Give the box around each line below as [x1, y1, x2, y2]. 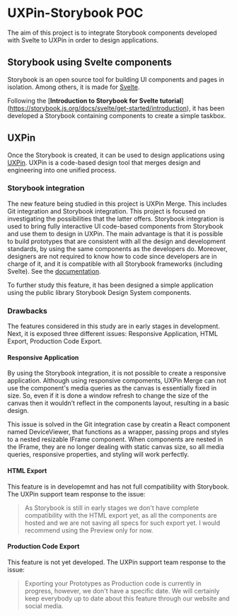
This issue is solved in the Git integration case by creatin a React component [7, 420, 231, 429]
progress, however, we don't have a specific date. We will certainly [24, 586, 220, 595]
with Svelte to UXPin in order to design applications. [7, 35, 159, 44]
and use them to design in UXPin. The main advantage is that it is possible [7, 229, 224, 238]
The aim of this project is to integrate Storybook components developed [7, 28, 217, 37]
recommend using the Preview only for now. [24, 525, 154, 535]
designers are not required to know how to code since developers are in [7, 252, 217, 260]
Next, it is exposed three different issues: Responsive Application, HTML [7, 330, 218, 338]
